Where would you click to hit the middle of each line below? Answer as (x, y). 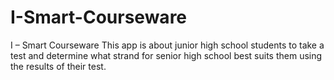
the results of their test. (58, 66)
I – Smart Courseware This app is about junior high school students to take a (167, 45)
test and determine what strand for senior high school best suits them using (166, 55)
